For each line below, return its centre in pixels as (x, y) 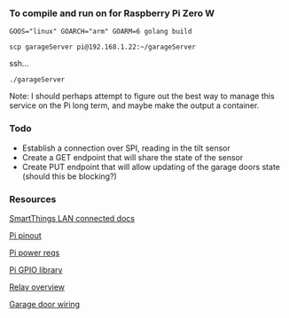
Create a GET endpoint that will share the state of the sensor (133, 157)
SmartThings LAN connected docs (72, 218)
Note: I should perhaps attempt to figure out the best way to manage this (142, 97)
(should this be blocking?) (69, 176)
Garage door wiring (45, 304)
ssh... (19, 64)
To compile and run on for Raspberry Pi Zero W (112, 13)
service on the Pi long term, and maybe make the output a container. (134, 105)
